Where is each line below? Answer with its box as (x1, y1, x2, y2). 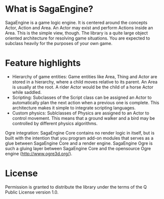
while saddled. (12, 89, 42, 95)
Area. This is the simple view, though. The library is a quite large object (5, 30, 148, 36)
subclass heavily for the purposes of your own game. (5, 40, 113, 46)
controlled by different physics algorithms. (12, 120, 98, 126)
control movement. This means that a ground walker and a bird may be (12, 115, 155, 121)
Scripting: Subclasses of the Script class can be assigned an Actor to (12, 94, 152, 100)
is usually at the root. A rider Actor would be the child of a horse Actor (12, 84, 154, 90)
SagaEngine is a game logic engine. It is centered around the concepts (5, 20, 148, 25)
